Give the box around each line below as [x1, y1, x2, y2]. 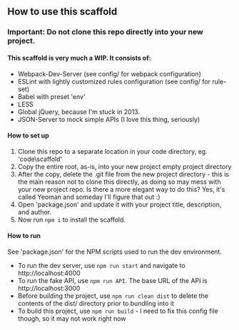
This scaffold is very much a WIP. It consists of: [7, 53, 151, 62]
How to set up [7, 131, 50, 140]
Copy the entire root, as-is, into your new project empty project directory [17, 162, 232, 170]
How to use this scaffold [7, 6, 118, 18]
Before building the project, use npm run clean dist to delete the [17, 292, 209, 300]
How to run [7, 232, 41, 240]
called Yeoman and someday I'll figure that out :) [17, 192, 161, 201]
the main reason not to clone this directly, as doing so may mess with [17, 177, 221, 186]
